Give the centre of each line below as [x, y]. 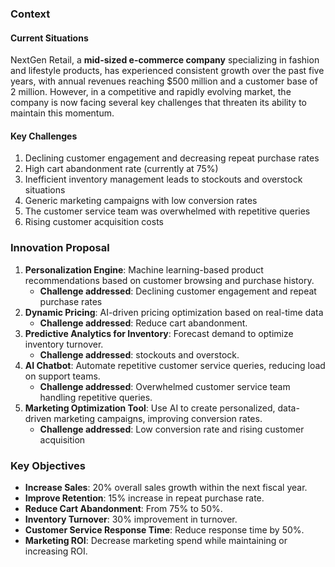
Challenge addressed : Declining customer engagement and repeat [178, 291]
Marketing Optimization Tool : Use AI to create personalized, [150, 408]
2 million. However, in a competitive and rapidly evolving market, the [151, 92]
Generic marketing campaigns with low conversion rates [141, 201]
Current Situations [49, 38]
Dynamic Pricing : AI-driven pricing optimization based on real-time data [174, 312]
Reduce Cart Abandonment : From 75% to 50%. [123, 508]
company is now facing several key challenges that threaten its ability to [158, 103]
